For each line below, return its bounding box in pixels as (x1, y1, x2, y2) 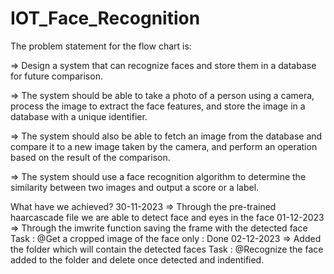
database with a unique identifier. (10, 110, 148, 122)
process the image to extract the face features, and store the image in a (10, 100, 306, 112)
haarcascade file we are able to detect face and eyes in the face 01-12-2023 (10, 211, 325, 223)
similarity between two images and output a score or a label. (10, 181, 260, 193)
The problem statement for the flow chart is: (10, 40, 192, 52)
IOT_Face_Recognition (10, 7, 201, 30)
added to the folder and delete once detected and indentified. (10, 253, 265, 266)
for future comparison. (10, 70, 103, 82)
